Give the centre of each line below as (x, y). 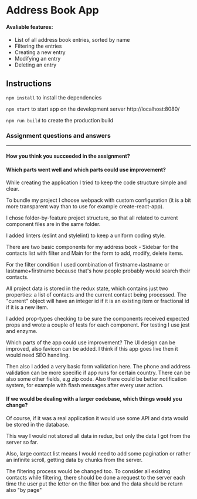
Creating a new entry (40, 52)
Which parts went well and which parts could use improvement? (86, 169)
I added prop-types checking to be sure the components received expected (98, 319)
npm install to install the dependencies (54, 98)
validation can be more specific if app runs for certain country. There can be (98, 373)
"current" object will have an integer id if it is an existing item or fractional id (98, 301)
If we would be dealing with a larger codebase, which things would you (94, 398)
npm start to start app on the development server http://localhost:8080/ (93, 109)
